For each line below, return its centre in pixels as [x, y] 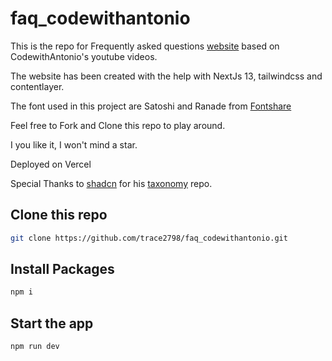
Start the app [52, 323]
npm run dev [35, 347]
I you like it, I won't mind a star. [74, 144]
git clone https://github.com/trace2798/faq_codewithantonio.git [149, 238]
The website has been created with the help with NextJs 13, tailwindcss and [166, 76]
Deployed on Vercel [51, 164]
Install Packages [62, 269]
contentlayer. [37, 86]
